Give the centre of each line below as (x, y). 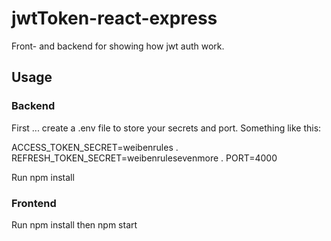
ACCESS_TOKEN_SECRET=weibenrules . (95, 147)
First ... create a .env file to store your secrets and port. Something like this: (166, 128)
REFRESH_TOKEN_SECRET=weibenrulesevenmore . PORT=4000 (144, 158)
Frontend (34, 203)
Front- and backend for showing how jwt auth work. (118, 46)
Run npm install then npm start (74, 224)
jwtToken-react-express (114, 18)
